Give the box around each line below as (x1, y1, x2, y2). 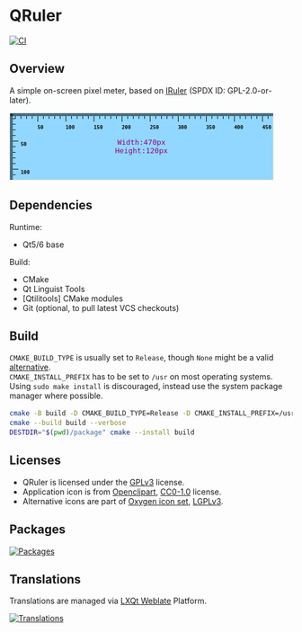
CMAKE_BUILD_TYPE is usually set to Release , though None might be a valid (9, 352, 274, 363)
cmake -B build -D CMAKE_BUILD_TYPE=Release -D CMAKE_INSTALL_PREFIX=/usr (9, 409, 296, 418)
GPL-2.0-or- (226, 85, 272, 95)
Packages (9, 522, 66, 538)
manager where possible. (9, 390, 103, 401)
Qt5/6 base (22, 239, 65, 250)
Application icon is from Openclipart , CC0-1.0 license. (22, 486, 222, 497)
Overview (9, 61, 66, 76)
